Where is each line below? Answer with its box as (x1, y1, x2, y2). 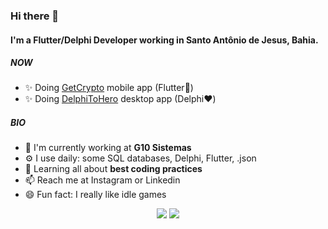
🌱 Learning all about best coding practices (24, 163, 203, 175)
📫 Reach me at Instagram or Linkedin (24, 174, 181, 186)
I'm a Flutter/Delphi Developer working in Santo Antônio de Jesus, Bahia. (10, 34, 319, 46)
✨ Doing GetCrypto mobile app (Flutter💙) (24, 82, 194, 94)
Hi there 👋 (10, 9, 60, 23)
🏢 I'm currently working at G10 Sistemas (24, 142, 192, 154)
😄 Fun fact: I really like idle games (24, 189, 167, 201)
